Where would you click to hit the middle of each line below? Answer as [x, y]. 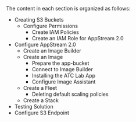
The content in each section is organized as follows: [68, 8]
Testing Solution [34, 107]
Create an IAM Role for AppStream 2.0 [78, 38]
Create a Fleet [40, 88]
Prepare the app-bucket [60, 63]
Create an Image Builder [52, 51]
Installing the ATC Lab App [64, 76]
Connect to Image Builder [62, 69]
